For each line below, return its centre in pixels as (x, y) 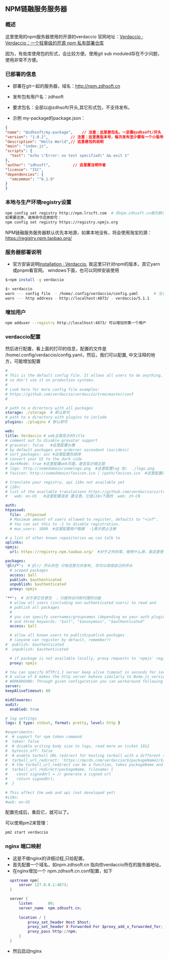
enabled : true (24, 709)
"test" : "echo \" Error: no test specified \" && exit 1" (69, 156)
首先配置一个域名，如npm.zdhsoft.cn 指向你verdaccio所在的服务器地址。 (88, 864)
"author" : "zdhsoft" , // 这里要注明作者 (56, 165)
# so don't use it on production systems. (50, 380)
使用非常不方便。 (23, 60)
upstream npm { (24, 880)
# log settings (21, 718)
